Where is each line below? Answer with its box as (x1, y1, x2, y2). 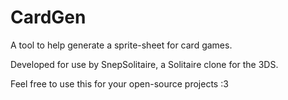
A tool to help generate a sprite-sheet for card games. (10, 39, 233, 51)
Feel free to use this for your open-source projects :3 (10, 77, 229, 90)
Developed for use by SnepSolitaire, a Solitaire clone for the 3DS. (10, 58, 279, 70)
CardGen (10, 6, 87, 29)
